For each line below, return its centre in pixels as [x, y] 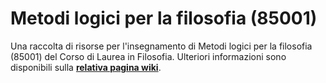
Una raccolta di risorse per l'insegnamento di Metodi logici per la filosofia [161, 46]
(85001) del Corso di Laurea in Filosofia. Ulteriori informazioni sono [148, 56]
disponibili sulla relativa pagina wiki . [86, 67]
